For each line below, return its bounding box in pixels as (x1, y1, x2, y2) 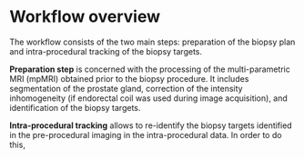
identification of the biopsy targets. (9, 102, 141, 113)
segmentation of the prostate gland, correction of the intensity (9, 83, 243, 94)
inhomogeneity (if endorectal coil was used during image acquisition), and (9, 93, 289, 104)
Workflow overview (9, 6, 161, 27)
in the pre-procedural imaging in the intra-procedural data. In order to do (9, 129, 282, 140)
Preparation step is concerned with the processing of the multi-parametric (9, 64, 291, 75)
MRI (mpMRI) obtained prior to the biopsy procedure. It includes (9, 73, 249, 84)
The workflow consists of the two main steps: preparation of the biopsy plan (9, 36, 296, 47)
